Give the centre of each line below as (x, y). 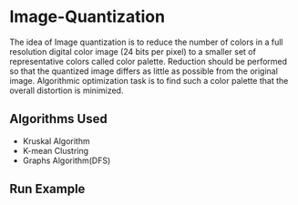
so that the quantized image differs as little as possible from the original (144, 71)
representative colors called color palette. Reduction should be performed (149, 61)
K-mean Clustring (56, 150)
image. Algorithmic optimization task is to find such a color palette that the (149, 80)
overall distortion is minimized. (67, 90)
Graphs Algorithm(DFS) (67, 160)
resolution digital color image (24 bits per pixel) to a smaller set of (133, 51)
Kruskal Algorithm (56, 141)
